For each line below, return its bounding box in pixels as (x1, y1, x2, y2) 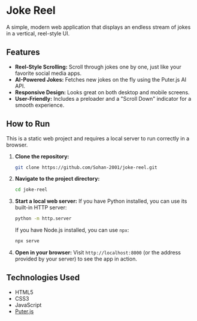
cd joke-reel (14, 187, 48, 193)
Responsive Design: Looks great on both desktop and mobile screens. (14, 88, 190, 96)
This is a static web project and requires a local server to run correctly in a (6, 134, 190, 142)
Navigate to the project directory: (14, 175, 100, 182)
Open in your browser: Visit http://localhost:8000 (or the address (14, 249, 181, 256)
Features (6, 47, 40, 58)
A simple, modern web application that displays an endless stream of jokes (6, 23, 191, 31)
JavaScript (14, 301, 42, 308)
